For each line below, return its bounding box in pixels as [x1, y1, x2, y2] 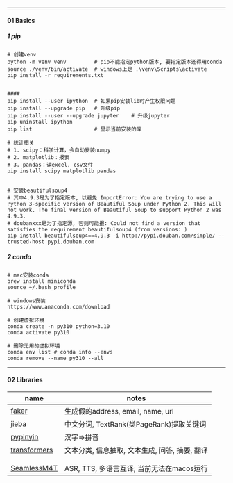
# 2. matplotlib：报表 [7, 154, 70, 161]
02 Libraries [7, 376, 43, 384]
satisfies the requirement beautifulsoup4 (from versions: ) [7, 226, 188, 233]
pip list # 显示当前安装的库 [7, 126, 142, 133]
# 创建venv [7, 51, 37, 58]
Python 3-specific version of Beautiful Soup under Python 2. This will [7, 200, 222, 207]
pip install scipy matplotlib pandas [7, 167, 116, 174]
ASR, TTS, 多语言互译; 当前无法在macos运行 [64, 464, 208, 473]
